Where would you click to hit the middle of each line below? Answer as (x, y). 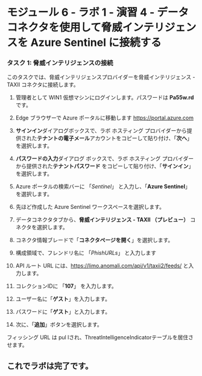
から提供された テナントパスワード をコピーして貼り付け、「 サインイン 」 (105, 166)
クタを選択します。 (44, 228)
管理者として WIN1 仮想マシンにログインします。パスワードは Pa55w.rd (105, 98)
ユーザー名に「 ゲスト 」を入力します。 (63, 299)
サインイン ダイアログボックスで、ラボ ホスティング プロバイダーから (101, 131)
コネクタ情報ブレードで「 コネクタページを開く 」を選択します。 (94, 240)
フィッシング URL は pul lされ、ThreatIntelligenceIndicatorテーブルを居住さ (100, 337)
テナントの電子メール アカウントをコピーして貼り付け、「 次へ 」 (114, 138)
